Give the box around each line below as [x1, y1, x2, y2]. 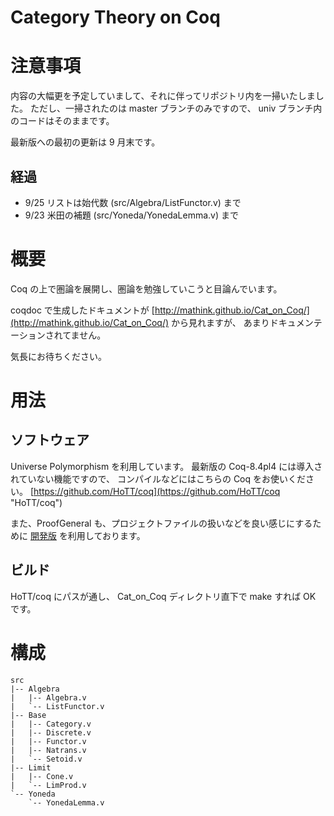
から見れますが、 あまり [170, 316, 270, 328]
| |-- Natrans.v [10, 745, 87, 755]
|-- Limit [10, 762, 52, 773]
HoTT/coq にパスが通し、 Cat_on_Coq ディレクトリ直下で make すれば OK [10, 590, 317, 602]
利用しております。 [67, 529, 146, 541]
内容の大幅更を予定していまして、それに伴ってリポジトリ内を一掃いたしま [10, 90, 316, 102]
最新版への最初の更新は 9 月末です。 [10, 136, 161, 148]
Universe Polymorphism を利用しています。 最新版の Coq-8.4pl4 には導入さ [10, 460, 323, 472]
